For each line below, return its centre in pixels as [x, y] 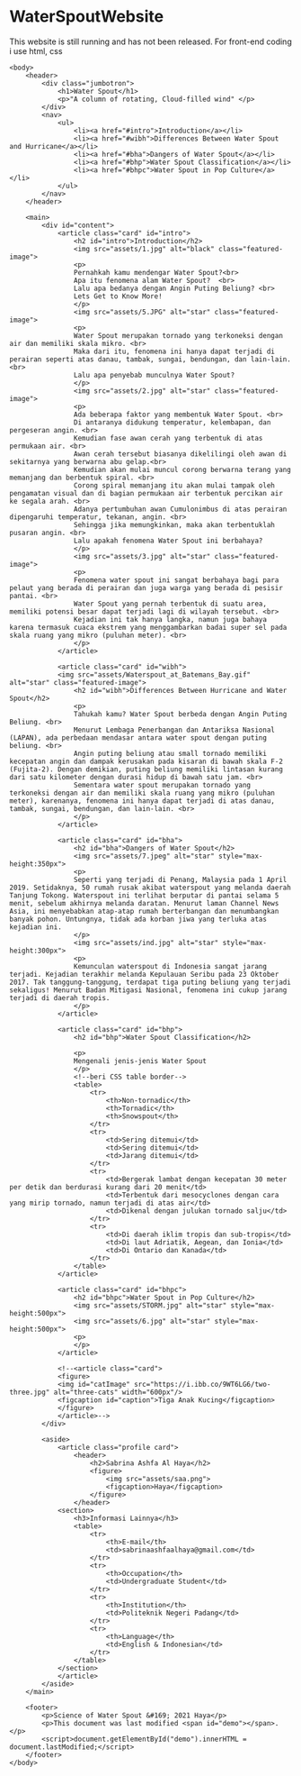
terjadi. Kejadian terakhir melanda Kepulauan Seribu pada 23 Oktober [144, 974]
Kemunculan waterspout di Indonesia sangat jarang [170, 966]
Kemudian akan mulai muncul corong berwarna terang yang [182, 469]
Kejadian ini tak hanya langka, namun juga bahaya [170, 619]
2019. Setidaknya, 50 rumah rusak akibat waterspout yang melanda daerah [150, 888]
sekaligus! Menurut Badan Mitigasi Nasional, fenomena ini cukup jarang [148, 990]
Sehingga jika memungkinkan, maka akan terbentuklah [174, 524]
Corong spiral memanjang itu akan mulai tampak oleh [174, 485]
